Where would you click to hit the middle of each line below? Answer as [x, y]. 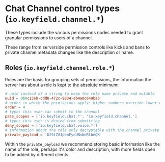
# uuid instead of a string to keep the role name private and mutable [80, 93]
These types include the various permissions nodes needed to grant [74, 32]
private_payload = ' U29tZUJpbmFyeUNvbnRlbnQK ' [54, 135]
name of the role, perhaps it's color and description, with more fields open [80, 149]
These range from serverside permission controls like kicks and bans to [78, 47]
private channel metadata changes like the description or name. [69, 52]
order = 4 [15, 107]
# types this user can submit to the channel [52, 112]
